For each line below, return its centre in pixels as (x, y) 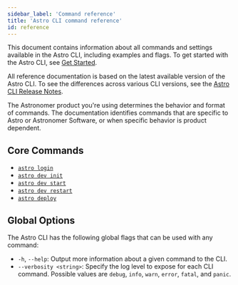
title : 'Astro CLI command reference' (65, 21)
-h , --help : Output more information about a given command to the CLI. (123, 259)
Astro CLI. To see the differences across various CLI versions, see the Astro (119, 84)
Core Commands (46, 150)
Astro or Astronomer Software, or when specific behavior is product (107, 120)
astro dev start (42, 183)
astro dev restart (45, 191)
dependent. (24, 128)
